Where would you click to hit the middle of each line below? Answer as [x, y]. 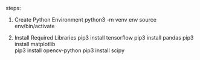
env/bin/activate [34, 26]
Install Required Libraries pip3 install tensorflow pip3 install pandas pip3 [104, 37]
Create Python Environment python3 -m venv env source [85, 19]
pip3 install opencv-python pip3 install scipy [69, 50]
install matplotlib [35, 44]
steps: [13, 8]
